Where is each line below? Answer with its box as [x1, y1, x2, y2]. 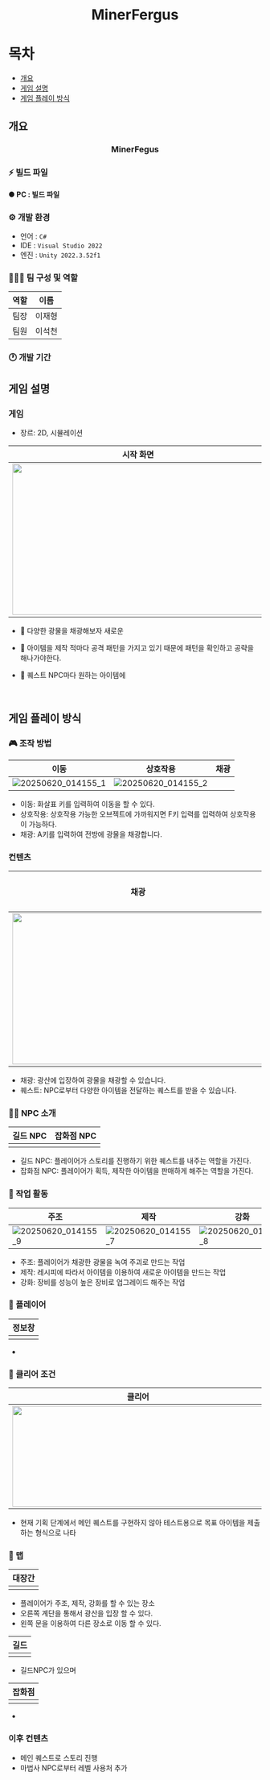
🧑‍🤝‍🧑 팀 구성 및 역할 [8, 272, 79, 283]
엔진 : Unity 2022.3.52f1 [19, 250, 101, 260]
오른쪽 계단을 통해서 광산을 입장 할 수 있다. [19, 1608, 153, 1618]
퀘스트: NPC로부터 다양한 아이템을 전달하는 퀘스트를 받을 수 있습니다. [19, 1085, 237, 1095]
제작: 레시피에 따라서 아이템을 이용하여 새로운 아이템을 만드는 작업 [19, 1267, 227, 1277]
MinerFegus [111, 143, 159, 155]
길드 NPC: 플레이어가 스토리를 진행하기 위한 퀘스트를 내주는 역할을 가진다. [19, 1156, 252, 1166]
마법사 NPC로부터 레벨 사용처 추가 [19, 1763, 128, 1773]
